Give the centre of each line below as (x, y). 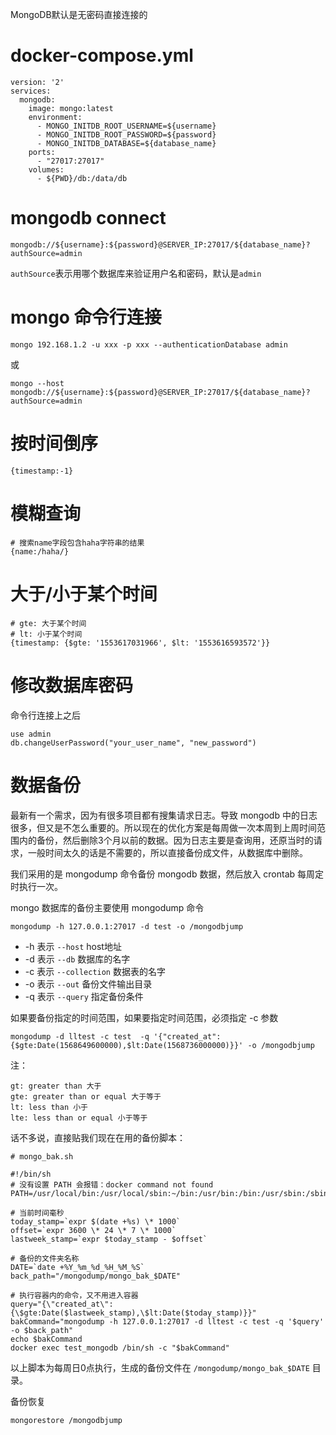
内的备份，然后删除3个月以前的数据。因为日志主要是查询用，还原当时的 (166, 840)
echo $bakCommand (46, 1339)
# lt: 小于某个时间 (46, 634)
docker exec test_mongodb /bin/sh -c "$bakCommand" (120, 1348)
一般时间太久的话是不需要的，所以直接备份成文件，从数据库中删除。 (167, 852)
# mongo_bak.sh (42, 1156)
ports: (42, 152)
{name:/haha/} (40, 551)
